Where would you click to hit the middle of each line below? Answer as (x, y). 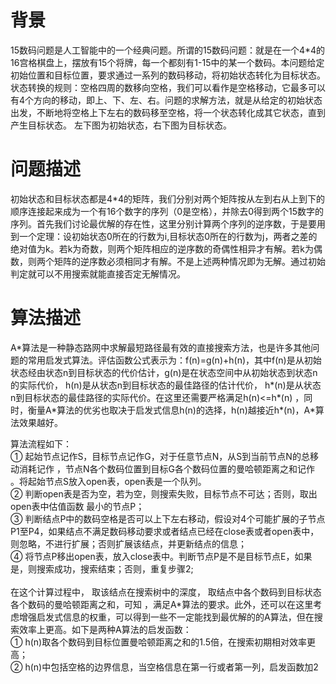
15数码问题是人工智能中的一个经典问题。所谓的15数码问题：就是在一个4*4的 (168, 50)
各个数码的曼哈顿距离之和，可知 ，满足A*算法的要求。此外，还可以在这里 (162, 604)
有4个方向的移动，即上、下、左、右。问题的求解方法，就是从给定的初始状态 (166, 100)
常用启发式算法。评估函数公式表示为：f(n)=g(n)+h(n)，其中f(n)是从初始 (174, 360)
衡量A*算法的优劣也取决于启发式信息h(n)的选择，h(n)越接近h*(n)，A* (171, 410)
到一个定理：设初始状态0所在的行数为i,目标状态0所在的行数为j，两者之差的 (164, 236)
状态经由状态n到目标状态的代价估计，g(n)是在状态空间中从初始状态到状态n (164, 372)
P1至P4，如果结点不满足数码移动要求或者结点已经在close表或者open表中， (165, 531)
